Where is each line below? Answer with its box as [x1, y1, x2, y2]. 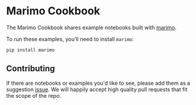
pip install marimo [6, 47, 55, 53]
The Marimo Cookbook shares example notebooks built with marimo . [6, 24, 177, 31]
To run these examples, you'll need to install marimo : [6, 35, 134, 42]
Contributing [6, 64, 55, 74]
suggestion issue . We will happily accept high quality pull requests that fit [6, 85, 188, 93]
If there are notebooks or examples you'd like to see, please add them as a [6, 79, 191, 87]
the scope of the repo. [6, 92, 62, 99]
